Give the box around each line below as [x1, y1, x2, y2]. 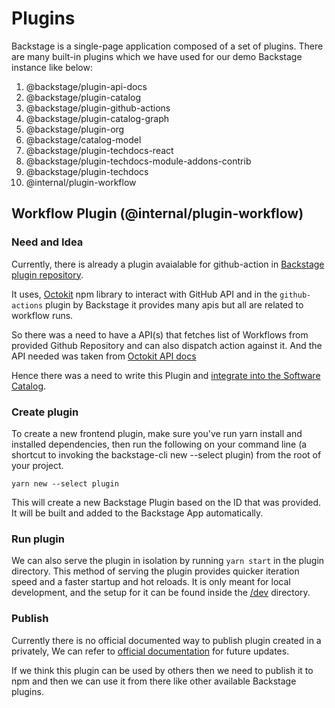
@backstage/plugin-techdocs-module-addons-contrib [25, 155, 252, 167]
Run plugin [11, 532, 65, 546]
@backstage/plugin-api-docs [25, 80, 148, 92]
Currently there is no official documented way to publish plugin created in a [11, 634, 322, 646]
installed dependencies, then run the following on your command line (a [11, 438, 308, 450]
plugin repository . [11, 268, 84, 281]
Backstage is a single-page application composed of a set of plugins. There [11, 40, 324, 52]
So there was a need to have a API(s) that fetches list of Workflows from [11, 328, 309, 341]
